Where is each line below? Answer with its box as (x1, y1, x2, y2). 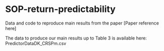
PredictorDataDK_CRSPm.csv (5, 40, 67, 46)
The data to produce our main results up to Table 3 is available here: (5, 35, 147, 41)
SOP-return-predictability (5, 3, 116, 15)
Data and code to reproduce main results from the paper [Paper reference (5, 20, 159, 26)
